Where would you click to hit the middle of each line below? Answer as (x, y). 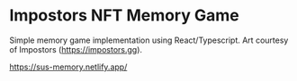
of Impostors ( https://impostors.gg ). (76, 49)
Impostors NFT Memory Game (125, 16)
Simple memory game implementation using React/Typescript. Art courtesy (149, 40)
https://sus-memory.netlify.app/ (68, 67)
